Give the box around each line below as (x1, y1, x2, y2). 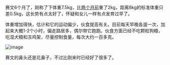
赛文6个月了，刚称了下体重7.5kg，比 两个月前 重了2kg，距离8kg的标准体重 (5, 5, 159, 10)
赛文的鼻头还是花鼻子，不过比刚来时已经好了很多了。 (5, 54, 117, 60)
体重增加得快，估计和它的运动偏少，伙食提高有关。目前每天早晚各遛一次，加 (5, 22, 165, 27)
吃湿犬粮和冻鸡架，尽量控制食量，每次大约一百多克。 (5, 34, 117, 40)
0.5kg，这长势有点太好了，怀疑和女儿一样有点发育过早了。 (9, 11, 133, 17)
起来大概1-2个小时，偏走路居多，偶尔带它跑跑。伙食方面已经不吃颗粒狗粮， (5, 28, 163, 34)
